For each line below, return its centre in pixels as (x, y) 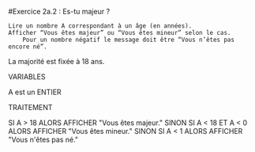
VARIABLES (27, 77)
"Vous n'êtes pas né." (43, 139)
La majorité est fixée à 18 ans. (56, 61)
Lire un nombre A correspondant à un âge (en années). (100, 26)
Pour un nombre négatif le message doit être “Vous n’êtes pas (129, 40)
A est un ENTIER (35, 92)
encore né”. (28, 47)
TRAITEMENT (30, 107)
